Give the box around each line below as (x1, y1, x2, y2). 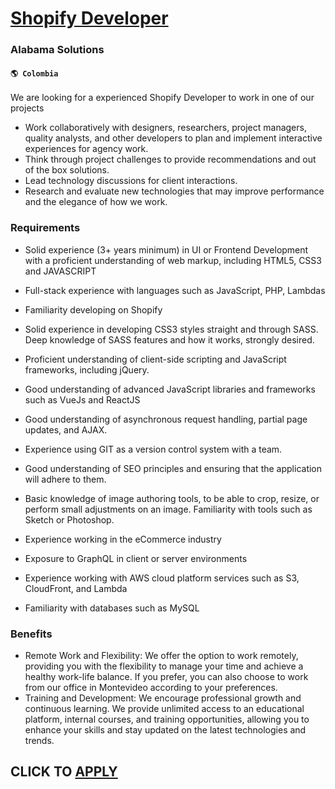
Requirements (10, 221, 81, 235)
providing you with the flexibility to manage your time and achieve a (24, 660, 304, 672)
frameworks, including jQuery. (24, 363, 150, 376)
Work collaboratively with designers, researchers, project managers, (24, 122, 307, 134)
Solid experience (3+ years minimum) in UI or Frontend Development (24, 243, 309, 256)
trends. (24, 734, 55, 746)
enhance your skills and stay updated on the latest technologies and (24, 723, 307, 736)
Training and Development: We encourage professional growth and (24, 692, 302, 704)
